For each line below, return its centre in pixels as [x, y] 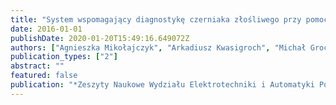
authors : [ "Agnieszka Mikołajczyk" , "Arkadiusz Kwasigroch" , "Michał [158, 47]
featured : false [44, 76]
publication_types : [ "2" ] [64, 57]
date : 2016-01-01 [46, 29]
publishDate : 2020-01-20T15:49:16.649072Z [100, 38]
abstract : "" [37, 66]
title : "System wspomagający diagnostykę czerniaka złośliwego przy [156, 19]
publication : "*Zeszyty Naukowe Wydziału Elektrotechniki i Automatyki [162, 85]
